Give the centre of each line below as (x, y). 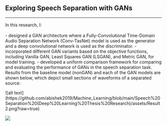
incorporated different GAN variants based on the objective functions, (77, 51)
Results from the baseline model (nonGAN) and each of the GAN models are (83, 72)
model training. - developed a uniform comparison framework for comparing (83, 62)
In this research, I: (24, 25)
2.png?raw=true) (22, 109)
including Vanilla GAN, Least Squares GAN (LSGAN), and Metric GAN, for (80, 56)
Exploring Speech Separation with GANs (69, 8)
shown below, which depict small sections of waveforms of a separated (78, 78)
